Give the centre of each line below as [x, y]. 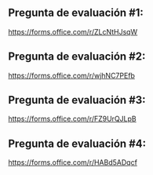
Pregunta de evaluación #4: [77, 143]
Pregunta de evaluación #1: [76, 13]
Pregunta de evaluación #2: [77, 57]
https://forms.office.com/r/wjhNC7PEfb [72, 75]
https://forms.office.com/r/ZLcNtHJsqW [73, 31]
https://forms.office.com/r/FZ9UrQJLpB [72, 119]
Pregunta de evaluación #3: [77, 100]
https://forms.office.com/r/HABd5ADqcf [73, 162]
